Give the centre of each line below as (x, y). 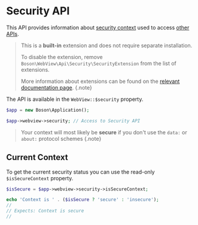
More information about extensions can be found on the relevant (100, 81)
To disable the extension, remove (62, 57)
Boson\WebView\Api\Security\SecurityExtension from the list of (98, 63)
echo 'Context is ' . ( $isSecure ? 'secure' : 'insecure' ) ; (83, 200)
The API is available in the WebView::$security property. (75, 99)
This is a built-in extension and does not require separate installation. (106, 45)
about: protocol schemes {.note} (61, 138)
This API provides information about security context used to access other (98, 27)
